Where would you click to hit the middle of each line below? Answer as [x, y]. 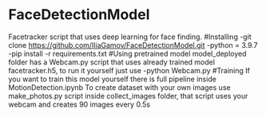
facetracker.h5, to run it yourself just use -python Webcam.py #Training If [129, 70]
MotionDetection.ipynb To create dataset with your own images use [119, 87]
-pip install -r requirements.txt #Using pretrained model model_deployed [127, 53]
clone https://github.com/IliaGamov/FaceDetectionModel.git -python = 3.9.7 [133, 45]
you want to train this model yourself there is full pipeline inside [113, 79]
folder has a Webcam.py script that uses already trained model [112, 62]
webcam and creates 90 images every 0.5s [79, 104]
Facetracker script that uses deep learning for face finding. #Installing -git [130, 37]
